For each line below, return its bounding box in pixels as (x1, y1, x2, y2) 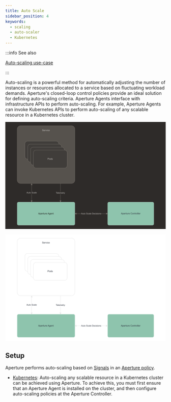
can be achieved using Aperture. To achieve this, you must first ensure (12, 380, 161, 386)
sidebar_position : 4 (5, 13, 49, 19)
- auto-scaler (10, 30, 40, 35)
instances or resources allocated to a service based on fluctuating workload (5, 85, 165, 91)
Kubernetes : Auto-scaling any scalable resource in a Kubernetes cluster (12, 374, 164, 381)
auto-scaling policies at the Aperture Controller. (12, 391, 113, 397)
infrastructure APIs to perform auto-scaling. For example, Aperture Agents (5, 101, 161, 107)
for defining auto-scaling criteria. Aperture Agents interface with (5, 96, 140, 101)
